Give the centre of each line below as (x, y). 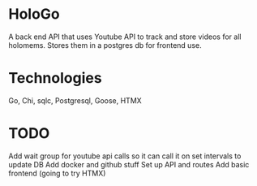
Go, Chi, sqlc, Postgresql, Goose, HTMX (75, 100)
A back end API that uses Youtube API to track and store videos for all (125, 37)
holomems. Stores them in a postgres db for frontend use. (105, 45)
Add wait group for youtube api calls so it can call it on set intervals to (125, 156)
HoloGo (34, 14)
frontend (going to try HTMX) (57, 173)
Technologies (56, 78)
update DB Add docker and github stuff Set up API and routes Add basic (129, 164)
